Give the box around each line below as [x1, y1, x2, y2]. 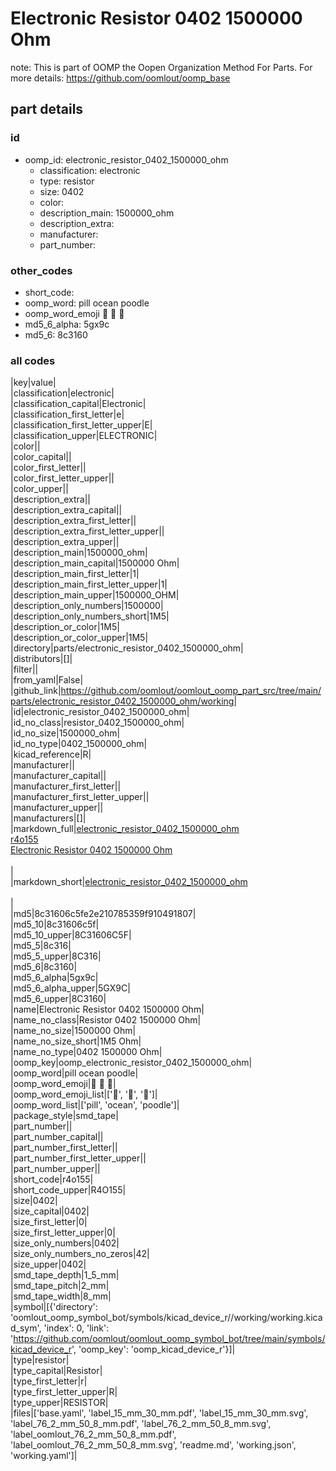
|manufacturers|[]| [10, 812, 87, 824]
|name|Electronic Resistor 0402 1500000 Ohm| [10, 1003, 205, 1016]
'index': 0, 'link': [43, 1322, 110, 1334]
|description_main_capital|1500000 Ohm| [10, 557, 180, 569]
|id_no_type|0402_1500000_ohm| [10, 738, 148, 750]
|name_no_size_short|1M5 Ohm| [10, 1035, 142, 1047]
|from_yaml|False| [10, 674, 84, 686]
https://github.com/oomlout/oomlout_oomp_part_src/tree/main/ [60, 685, 322, 697]
